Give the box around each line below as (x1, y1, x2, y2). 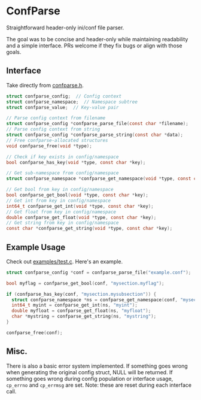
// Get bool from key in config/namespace (6, 187, 114, 193)
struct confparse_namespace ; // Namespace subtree (6, 99, 138, 105)
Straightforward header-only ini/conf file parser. (6, 24, 124, 31)
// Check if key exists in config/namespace (6, 154, 119, 160)
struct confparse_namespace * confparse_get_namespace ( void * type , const (6, 175, 191, 182)
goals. (6, 48, 22, 55)
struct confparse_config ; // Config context (6, 93, 121, 99)
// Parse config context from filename (6, 115, 106, 121)
